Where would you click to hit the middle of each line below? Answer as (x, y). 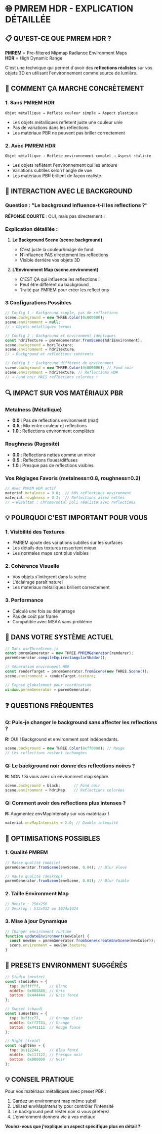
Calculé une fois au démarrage (43, 611)
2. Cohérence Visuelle (32, 566)
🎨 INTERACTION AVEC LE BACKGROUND (69, 191)
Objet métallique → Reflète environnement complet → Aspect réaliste (78, 156)
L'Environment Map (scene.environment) (55, 269)
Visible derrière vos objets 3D (50, 260)
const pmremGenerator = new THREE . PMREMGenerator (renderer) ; (69, 653)
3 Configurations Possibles (38, 302)
